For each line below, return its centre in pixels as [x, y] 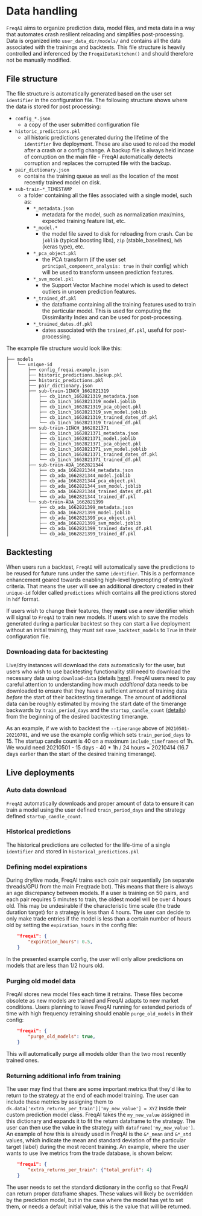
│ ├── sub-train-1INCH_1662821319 [58, 391]
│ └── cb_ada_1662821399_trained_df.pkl [71, 534]
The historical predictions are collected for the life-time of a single [88, 845]
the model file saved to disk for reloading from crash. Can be [117, 233]
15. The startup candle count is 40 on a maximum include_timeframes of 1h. [100, 741]
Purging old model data [41, 981]
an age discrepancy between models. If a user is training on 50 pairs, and [97, 893]
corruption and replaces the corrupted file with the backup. [98, 163]
